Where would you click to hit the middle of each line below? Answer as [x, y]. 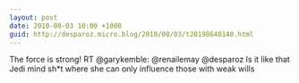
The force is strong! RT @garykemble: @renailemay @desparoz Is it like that [150, 60]
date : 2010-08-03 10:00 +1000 [66, 26]
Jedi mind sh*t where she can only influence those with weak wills [132, 69]
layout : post [34, 17]
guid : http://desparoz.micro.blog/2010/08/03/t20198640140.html [132, 34]
